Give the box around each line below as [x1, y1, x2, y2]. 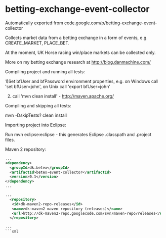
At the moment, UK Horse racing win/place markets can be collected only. [5, 49, 156, 55]
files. [5, 137, 15, 143]
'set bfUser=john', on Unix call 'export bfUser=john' [5, 83, 111, 90]
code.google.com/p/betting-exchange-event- [64, 20, 157, 26]
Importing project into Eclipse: [5, 122, 67, 128]
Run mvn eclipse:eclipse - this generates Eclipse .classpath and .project [5, 131, 152, 137]
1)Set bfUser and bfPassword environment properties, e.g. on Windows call [5, 78, 159, 84]
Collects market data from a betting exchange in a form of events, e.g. [5, 35, 148, 41]
